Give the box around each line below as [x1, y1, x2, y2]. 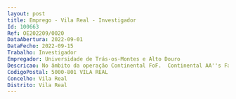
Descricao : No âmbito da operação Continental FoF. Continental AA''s [7, 62, 221, 69]
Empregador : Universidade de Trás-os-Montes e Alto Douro [7, 56, 181, 63]
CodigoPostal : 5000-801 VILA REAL [7, 68, 109, 75]
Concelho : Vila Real [7, 75, 68, 82]
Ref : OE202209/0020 [7, 29, 65, 37]
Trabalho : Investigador [7, 49, 77, 56]
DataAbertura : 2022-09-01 [7, 36, 83, 43]
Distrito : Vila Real [7, 82, 68, 89]
